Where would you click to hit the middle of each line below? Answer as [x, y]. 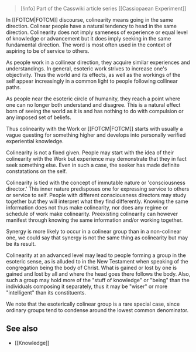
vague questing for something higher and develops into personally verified [96, 135]
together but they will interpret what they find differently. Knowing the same [97, 201]
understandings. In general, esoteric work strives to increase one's [87, 69]
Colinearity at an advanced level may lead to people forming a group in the [96, 255]
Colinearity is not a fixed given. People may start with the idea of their [90, 153]
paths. [14, 87]
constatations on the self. [37, 171]
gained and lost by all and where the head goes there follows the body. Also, [98, 274]
